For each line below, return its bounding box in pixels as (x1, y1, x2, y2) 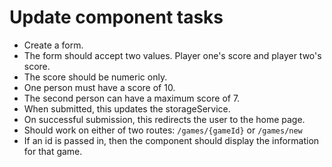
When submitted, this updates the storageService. (23, 102, 231, 115)
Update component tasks (9, 6, 224, 29)
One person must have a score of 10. (23, 81, 176, 93)
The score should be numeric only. (23, 71, 168, 83)
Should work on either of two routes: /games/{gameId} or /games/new (23, 124, 303, 136)
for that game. (23, 145, 83, 157)
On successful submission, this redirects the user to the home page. (23, 113, 306, 125)
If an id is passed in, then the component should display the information (23, 134, 320, 146)
